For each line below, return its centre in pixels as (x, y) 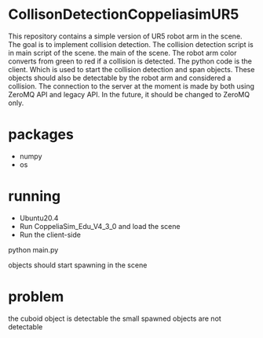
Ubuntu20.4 (39, 218)
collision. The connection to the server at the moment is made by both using (131, 86)
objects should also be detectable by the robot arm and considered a (120, 78)
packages (41, 134)
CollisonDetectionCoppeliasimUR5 (124, 15)
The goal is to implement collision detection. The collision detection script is (131, 44)
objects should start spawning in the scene (78, 265)
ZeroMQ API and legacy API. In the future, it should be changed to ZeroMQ (129, 94)
